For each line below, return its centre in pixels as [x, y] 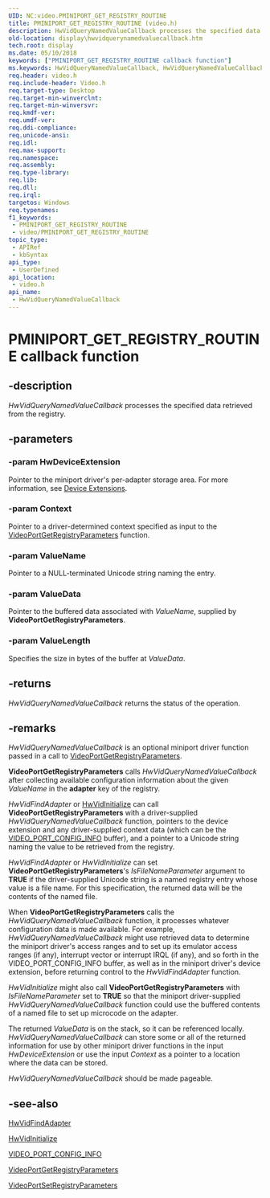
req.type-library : [39, 173]
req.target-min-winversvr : [53, 105]
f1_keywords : [30, 218]
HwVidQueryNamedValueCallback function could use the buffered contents [134, 1004]
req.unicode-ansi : [39, 135]
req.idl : [23, 143]
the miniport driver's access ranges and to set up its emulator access [123, 947]
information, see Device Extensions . [68, 488]
